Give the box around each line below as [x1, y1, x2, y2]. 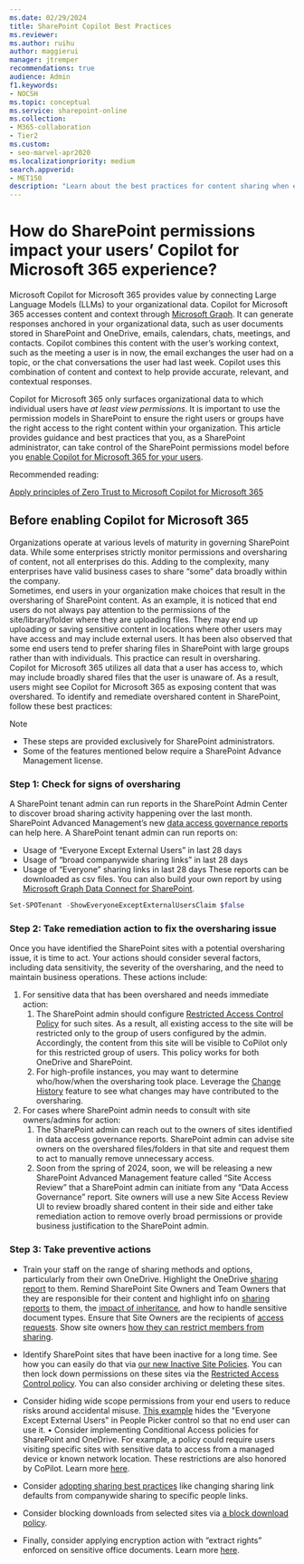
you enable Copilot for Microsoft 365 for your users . [9, 452, 204, 462]
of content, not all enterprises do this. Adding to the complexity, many [9, 556, 270, 567]
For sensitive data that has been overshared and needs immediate [22, 989, 270, 1000]
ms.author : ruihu [9, 38, 75, 48]
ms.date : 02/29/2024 [9, 13, 88, 23]
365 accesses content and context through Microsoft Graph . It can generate [9, 309, 294, 320]
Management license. [22, 754, 104, 766]
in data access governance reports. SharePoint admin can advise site [35, 1134, 295, 1145]
